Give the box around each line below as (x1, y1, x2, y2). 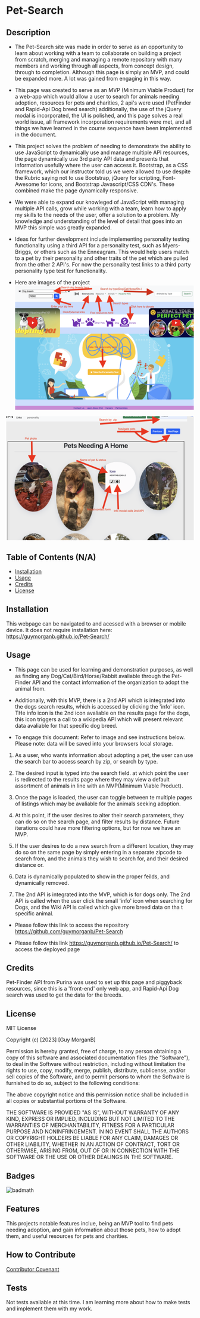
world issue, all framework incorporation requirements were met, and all (14, 118, 192, 125)
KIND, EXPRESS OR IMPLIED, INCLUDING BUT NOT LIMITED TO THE (6, 1115, 175, 1123)
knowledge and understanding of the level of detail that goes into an (14, 217, 183, 225)
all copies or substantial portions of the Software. (6, 1098, 127, 1105)
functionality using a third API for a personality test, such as (14, 242, 162, 249)
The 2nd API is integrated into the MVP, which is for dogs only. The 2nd (14, 891, 190, 898)
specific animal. (14, 909, 54, 917)
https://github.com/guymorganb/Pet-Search (14, 927, 123, 935)
